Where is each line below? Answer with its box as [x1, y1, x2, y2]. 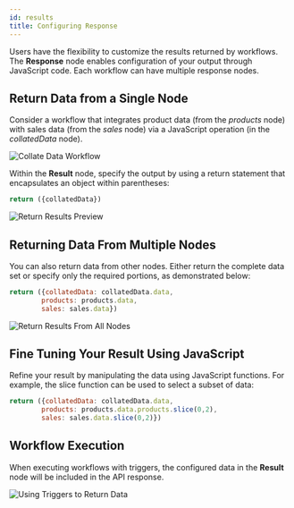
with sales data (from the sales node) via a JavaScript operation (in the [9, 124, 271, 135]
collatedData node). [9, 133, 83, 144]
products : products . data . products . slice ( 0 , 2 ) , [41, 405, 218, 414]
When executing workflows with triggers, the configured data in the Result [9, 461, 284, 472]
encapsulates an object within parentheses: [9, 178, 170, 189]
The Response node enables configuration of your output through [9, 55, 253, 66]
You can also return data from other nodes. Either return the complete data [9, 261, 285, 271]
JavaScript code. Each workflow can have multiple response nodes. [9, 64, 259, 76]
